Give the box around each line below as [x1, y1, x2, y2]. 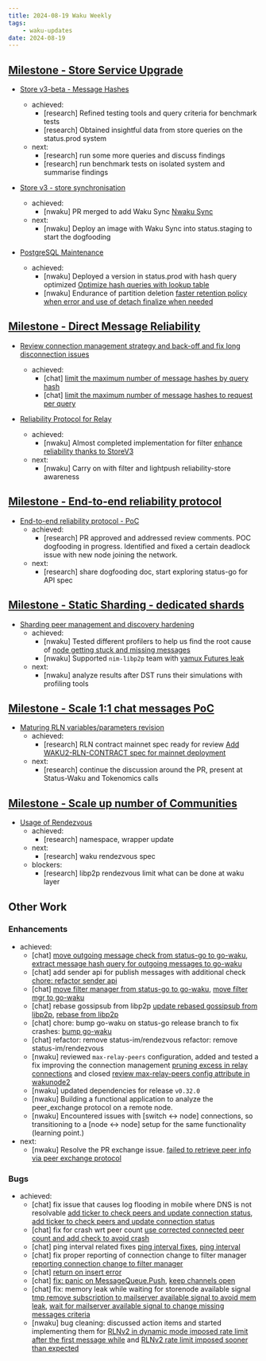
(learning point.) [31, 1128, 85, 1137]
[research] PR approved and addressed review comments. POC [43, 532, 252, 542]
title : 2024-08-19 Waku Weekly [8, 11, 112, 20]
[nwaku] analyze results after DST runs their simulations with [43, 670, 243, 680]
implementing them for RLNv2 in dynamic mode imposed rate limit [31, 1327, 249, 1336]
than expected [31, 1343, 79, 1353]
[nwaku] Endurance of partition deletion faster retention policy [43, 288, 248, 298]
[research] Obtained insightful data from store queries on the [43, 125, 244, 135]
